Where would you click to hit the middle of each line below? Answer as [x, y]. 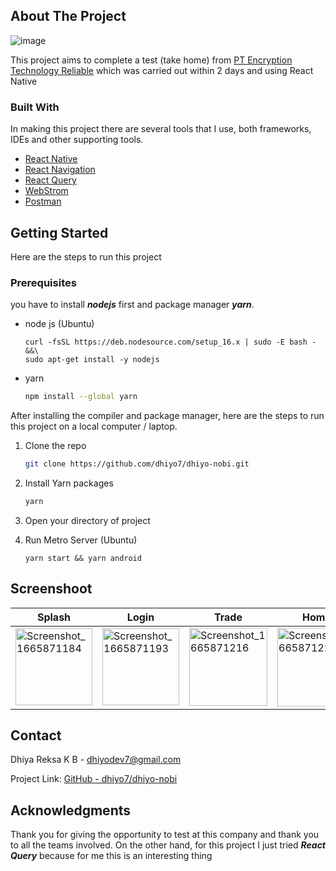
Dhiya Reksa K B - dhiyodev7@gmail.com [96, 760]
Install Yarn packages [69, 483]
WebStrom [46, 191]
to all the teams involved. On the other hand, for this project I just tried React [168, 845]
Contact [36, 735]
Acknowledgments [71, 810]
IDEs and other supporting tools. [77, 140]
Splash [54, 617]
